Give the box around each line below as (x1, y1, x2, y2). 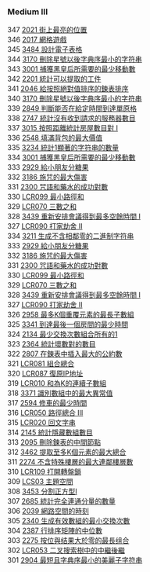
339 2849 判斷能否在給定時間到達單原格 (7, 104, 137, 113)
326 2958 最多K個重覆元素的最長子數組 (7, 310, 134, 320)
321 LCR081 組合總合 (7, 359, 75, 368)
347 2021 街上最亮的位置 (7, 25, 87, 35)
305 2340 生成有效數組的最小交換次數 (7, 516, 130, 526)
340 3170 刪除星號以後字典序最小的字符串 (7, 93, 142, 104)
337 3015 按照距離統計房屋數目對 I (7, 123, 119, 133)
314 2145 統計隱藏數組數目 (7, 427, 93, 438)
